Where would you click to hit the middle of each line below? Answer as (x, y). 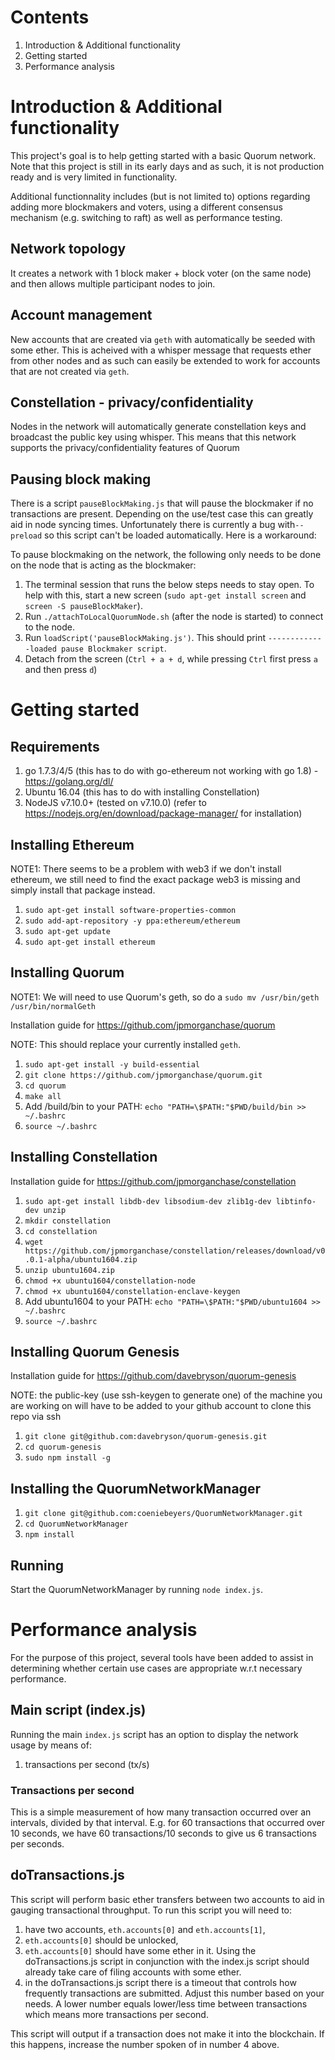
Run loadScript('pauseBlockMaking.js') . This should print (145, 638)
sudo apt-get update (67, 931)
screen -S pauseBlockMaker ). (83, 606)
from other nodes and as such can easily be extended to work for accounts (165, 360)
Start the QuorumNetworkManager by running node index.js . (137, 1589)
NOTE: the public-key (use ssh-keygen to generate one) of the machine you (166, 1395)
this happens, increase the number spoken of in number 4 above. (145, 2044)
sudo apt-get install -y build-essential (112, 1064)
